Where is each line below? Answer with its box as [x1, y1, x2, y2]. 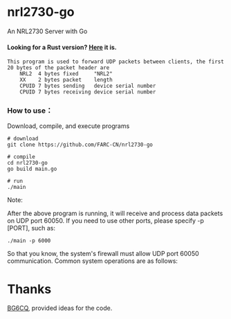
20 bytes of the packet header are [7, 64, 110, 71]
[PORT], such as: [7, 224, 56, 233]
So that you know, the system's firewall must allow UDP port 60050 [7, 250, 199, 258]
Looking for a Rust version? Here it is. [7, 43, 118, 51]
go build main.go [7, 165, 57, 173]
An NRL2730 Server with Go [7, 27, 88, 35]
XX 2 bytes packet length [19, 77, 113, 84]
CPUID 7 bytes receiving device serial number [19, 89, 156, 95]
